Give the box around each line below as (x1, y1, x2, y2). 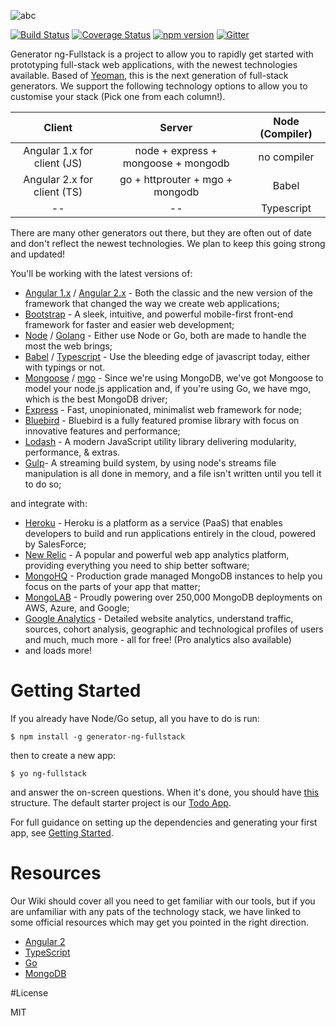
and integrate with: (10, 498, 88, 509)
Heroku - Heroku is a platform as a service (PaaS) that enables (24, 517, 283, 529)
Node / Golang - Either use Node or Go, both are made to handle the (24, 330, 307, 341)
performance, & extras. (24, 446, 121, 458)
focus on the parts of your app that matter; (24, 581, 201, 592)
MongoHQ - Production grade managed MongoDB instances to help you (24, 570, 323, 582)
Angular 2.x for (23, 173, 94, 186)
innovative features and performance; (24, 425, 181, 437)
